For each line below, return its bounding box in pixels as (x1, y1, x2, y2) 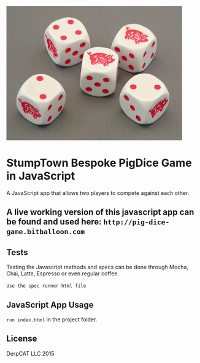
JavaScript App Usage (6, 299, 94, 310)
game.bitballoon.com (6, 227, 85, 236)
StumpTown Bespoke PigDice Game (6, 156, 192, 170)
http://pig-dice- (103, 218, 170, 227)
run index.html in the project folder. (6, 316, 98, 323)
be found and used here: (6, 216, 102, 227)
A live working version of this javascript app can (6, 207, 194, 218)
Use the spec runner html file (6, 283, 87, 289)
